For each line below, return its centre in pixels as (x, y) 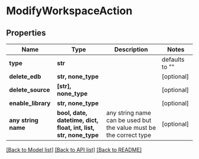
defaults (173, 59)
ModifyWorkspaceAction (69, 11)
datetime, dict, (78, 120)
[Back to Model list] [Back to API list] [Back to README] (74, 150)
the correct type (129, 135)
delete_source (30, 90)
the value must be (131, 128)
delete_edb (25, 77)
